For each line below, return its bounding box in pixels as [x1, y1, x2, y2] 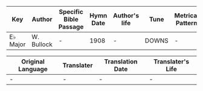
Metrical [174, 11, 199, 20]
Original [21, 57, 45, 65]
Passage [58, 23, 84, 31]
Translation [104, 57, 138, 65]
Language [18, 65, 48, 73]
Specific [59, 8, 83, 16]
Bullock [31, 40, 53, 48]
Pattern [175, 19, 198, 27]
